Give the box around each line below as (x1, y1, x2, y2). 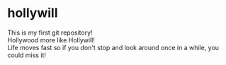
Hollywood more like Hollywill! (7, 35, 96, 44)
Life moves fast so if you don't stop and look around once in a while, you (7, 43, 220, 52)
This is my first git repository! (7, 28, 94, 37)
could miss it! (7, 51, 46, 59)
